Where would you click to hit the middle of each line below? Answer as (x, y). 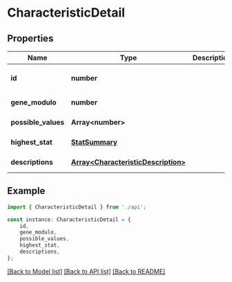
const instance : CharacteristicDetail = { (69, 220)
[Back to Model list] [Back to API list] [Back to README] (86, 271)
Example (26, 191)
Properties (30, 38)
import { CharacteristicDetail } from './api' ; (77, 207)
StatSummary (94, 142)
